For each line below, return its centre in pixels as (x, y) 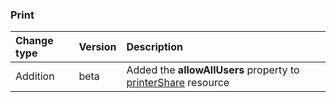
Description (154, 47)
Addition (35, 76)
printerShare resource (178, 83)
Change (34, 41)
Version (97, 47)
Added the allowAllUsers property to (213, 70)
